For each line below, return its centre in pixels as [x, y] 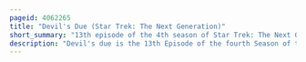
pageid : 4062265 [40, 18]
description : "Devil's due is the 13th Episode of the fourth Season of [150, 43]
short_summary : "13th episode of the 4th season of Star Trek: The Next [150, 35]
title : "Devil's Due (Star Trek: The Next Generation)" [117, 26]
